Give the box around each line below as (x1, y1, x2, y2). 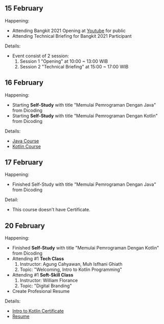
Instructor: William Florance (19, 278, 78, 284)
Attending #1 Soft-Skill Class (12, 272, 74, 278)
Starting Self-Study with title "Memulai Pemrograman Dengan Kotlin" (12, 112, 158, 119)
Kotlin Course (12, 143, 41, 149)
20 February (5, 221, 45, 230)
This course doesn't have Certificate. (12, 207, 90, 213)
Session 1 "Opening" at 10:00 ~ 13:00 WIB (19, 58, 108, 64)
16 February (5, 79, 44, 87)
